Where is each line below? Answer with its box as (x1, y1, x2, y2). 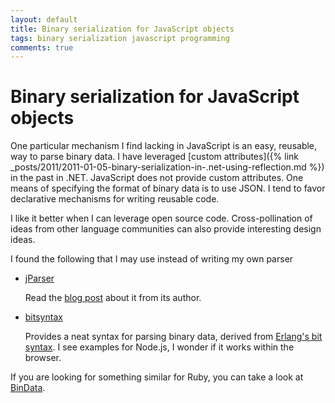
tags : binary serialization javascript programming (10, 33, 230, 43)
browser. (24, 352, 62, 364)
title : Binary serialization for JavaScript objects (10, 24, 235, 34)
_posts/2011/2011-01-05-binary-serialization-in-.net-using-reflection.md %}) (10, 161, 325, 173)
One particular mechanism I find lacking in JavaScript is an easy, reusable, (10, 140, 318, 152)
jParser (24, 272, 55, 285)
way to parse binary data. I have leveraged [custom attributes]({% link (10, 151, 300, 163)
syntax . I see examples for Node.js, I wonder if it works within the (24, 341, 295, 353)
